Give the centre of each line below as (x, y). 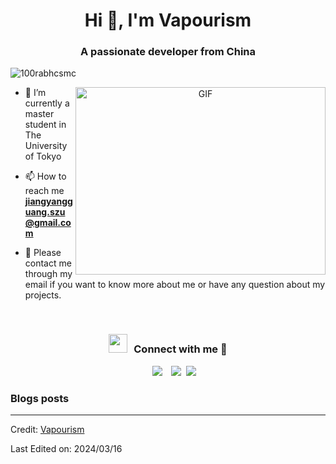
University (46, 146)
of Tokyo (43, 156)
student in (45, 125)
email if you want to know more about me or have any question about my (175, 285)
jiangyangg (48, 201)
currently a (47, 103)
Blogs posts (40, 398)
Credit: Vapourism (47, 430)
